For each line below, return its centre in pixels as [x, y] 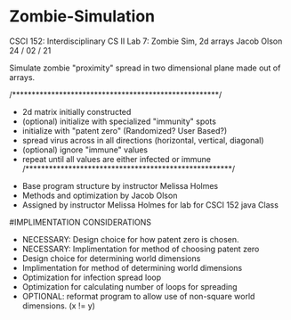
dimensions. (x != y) [59, 306]
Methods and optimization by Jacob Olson [100, 195]
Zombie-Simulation [82, 16]
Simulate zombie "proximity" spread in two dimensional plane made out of [145, 68]
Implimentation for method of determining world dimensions [132, 267]
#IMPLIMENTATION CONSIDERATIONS [81, 222]
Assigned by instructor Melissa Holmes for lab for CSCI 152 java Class [150, 205]
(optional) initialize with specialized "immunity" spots [119, 121]
